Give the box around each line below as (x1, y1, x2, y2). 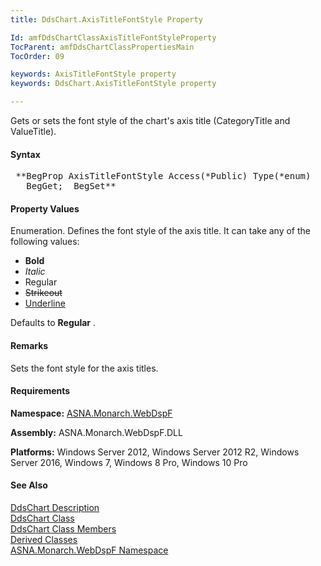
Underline (24, 297, 66, 310)
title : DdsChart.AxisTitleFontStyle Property (10, 14, 203, 25)
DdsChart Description (10, 502, 100, 514)
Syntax (10, 148, 41, 160)
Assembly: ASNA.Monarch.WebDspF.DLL (10, 426, 183, 438)
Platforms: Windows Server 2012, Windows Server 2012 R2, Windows (10, 446, 300, 458)
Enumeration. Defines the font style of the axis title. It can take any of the (10, 225, 312, 237)
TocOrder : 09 (10, 51, 65, 61)
